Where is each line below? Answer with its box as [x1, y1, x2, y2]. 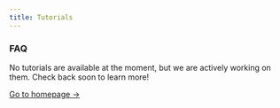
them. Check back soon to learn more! [9, 72, 150, 82]
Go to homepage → [9, 89, 81, 99]
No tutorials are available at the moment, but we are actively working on [9, 62, 272, 73]
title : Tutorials [9, 12, 74, 22]
